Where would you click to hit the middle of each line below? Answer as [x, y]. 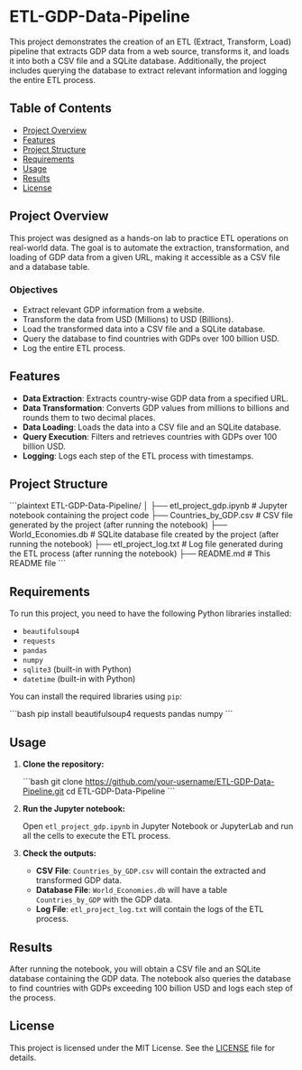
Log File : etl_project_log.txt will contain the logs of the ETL [150, 909]
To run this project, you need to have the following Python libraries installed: [151, 614]
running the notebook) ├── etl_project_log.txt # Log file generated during [146, 544]
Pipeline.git [43, 791]
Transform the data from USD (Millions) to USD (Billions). [128, 319]
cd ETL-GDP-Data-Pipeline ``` [121, 791]
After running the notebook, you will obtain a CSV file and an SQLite [135, 969]
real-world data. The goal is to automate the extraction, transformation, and [150, 247]
